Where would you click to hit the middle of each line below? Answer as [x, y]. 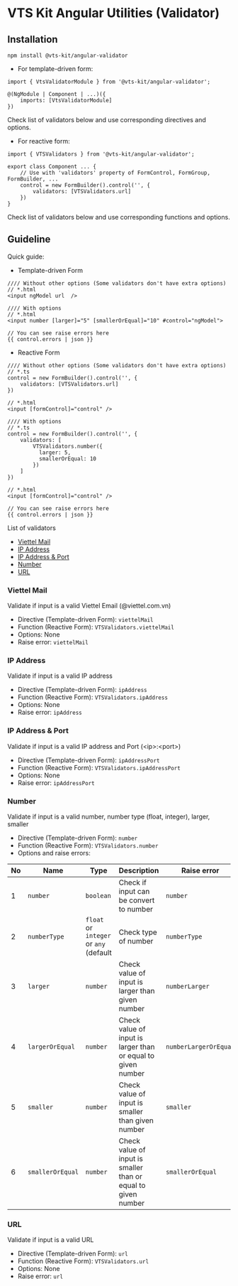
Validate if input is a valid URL [51, 1240]
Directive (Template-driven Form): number [78, 838]
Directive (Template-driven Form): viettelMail [85, 620]
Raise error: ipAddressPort [56, 782]
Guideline [29, 239]
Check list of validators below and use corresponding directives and [107, 120]
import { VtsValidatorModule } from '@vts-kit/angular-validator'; [109, 82]
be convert [137, 900]
